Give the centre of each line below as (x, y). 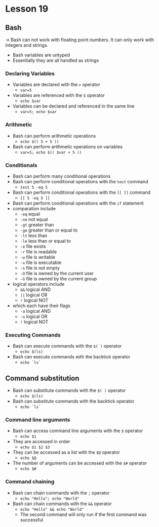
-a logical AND (35, 311)
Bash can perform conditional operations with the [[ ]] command (82, 192)
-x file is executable (41, 262)
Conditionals (21, 165)
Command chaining (30, 482)
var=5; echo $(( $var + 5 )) (51, 152)
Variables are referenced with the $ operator (59, 95)
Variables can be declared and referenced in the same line (73, 106)
